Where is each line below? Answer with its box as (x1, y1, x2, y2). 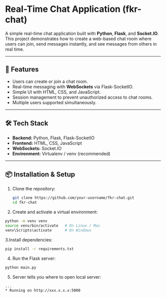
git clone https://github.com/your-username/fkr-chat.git (12, 195, 134, 200)
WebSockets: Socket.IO (12, 145, 62, 151)
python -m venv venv (5, 219, 48, 224)
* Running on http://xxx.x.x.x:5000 (5, 288, 81, 293)
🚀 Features (5, 65, 39, 74)
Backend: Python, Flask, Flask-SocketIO (12, 135, 95, 141)
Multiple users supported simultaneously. (12, 99, 97, 105)
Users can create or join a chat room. (12, 78, 88, 84)
